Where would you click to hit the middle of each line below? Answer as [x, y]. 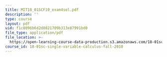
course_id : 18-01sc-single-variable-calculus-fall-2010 [64, 47]
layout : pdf [17, 24]
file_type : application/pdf [34, 33]
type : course [19, 19]
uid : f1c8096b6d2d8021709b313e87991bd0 [46, 28]
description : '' [22, 14]
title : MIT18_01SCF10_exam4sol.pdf [42, 10]
